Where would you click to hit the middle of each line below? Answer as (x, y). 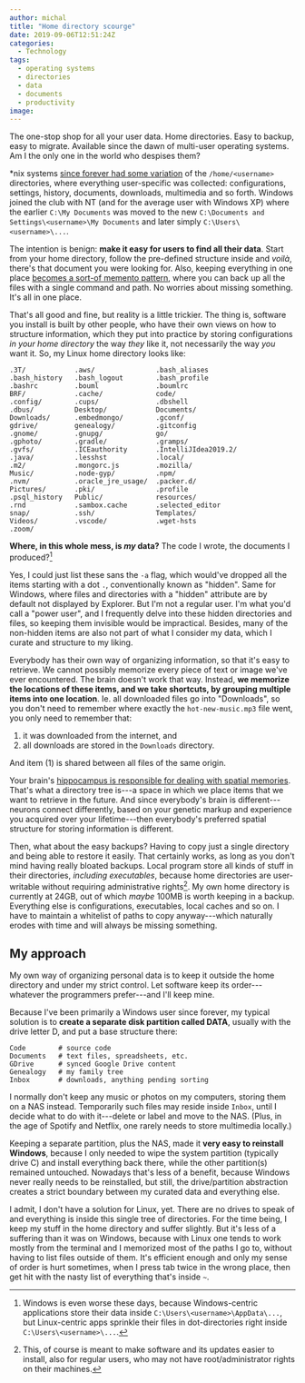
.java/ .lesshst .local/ (97, 458)
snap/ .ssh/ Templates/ (103, 513)
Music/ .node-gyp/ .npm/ (93, 473)
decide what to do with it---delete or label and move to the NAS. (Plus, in (146, 1116)
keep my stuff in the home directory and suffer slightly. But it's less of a (143, 1229)
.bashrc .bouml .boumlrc (99, 386)
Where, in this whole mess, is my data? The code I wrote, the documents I (150, 546)
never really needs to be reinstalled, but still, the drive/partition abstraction (149, 1182)
